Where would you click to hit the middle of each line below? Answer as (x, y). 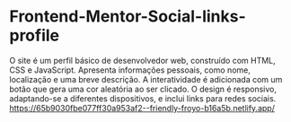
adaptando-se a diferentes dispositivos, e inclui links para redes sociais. (143, 98)
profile (35, 35)
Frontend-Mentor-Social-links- (128, 17)
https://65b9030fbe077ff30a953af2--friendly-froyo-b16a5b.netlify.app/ (142, 108)
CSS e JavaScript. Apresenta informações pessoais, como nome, (130, 70)
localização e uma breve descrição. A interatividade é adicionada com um (146, 79)
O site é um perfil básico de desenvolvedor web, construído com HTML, (142, 60)
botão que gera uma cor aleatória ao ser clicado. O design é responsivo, (143, 89)
